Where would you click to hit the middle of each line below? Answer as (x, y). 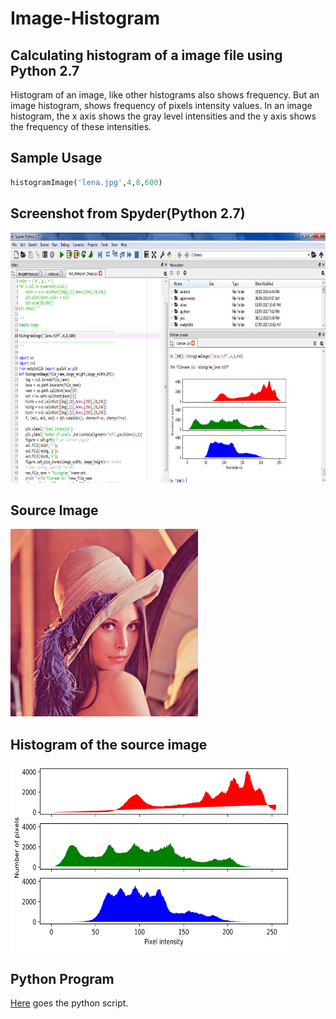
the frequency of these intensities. (81, 126)
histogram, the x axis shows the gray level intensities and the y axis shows (163, 116)
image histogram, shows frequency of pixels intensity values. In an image (161, 105)
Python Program (62, 978)
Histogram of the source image (109, 744)
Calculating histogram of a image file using (146, 55)
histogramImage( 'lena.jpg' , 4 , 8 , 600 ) (86, 182)
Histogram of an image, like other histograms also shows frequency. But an (165, 95)
